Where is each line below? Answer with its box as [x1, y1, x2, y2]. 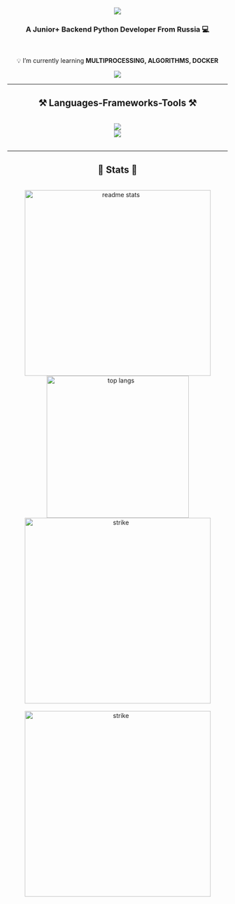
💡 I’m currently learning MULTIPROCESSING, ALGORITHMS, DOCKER [16, 57, 219, 65]
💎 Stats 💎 [97, 164, 138, 175]
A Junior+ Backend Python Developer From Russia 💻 [25, 24, 210, 34]
